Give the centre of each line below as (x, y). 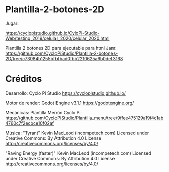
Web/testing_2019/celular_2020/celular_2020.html (58, 38)
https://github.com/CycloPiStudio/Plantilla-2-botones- (62, 53)
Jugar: (12, 23)
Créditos (24, 79)
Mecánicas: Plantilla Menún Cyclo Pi (43, 112)
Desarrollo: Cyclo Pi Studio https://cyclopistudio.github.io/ (66, 93)
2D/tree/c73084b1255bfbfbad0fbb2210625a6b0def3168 (64, 58)
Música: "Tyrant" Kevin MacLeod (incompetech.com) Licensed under (77, 133)
